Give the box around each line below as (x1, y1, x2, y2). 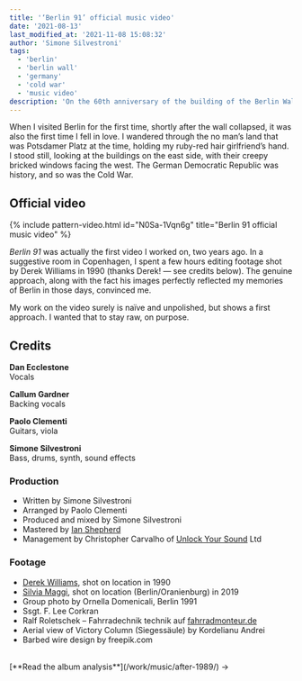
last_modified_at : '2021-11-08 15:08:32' (9, 30, 167, 39)
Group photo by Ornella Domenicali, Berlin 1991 (22, 595, 198, 606)
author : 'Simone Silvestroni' (9, 38, 123, 48)
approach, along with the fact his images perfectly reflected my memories (9, 276, 283, 286)
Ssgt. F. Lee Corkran (22, 605, 99, 616)
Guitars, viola (9, 425, 58, 436)
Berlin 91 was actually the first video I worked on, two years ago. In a (9, 247, 263, 258)
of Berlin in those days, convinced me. (9, 285, 152, 295)
